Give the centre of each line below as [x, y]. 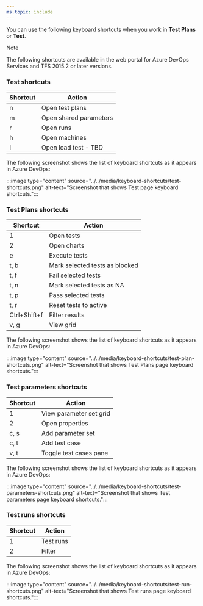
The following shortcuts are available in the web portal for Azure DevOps [98, 59]
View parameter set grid [76, 413]
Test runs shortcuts [36, 515]
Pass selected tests [77, 295]
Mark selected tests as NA [86, 286]
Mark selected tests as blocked [93, 265]
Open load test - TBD [73, 147]
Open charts [66, 246]
